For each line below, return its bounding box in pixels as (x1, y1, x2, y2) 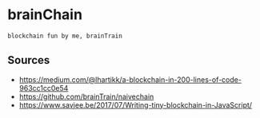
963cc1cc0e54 (18, 83, 69, 92)
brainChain (7, 6, 83, 24)
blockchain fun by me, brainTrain (7, 32, 123, 40)
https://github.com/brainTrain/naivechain (18, 92, 154, 101)
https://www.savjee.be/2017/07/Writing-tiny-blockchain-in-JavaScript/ (18, 100, 253, 109)
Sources (7, 53, 50, 67)
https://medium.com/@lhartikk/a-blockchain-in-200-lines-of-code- (18, 74, 242, 85)
